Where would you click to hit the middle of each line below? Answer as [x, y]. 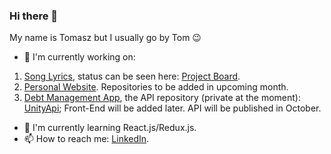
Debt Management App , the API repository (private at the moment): [162, 98]
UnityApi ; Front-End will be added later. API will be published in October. [172, 108]
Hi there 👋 [34, 16]
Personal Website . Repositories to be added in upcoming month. [156, 87]
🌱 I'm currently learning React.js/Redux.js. [110, 128]
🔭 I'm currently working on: [79, 57]
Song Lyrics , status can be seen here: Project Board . [132, 76]
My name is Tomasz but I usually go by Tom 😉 [105, 38]
